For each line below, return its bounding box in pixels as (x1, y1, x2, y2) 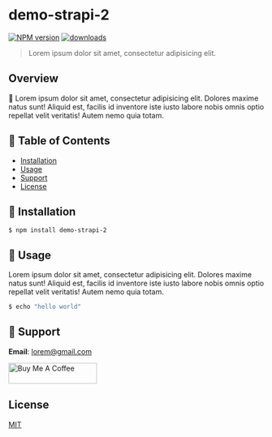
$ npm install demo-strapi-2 (8, 226, 107, 234)
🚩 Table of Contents (8, 134, 110, 148)
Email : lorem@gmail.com (8, 346, 92, 356)
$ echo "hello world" (8, 302, 82, 311)
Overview (8, 71, 59, 86)
